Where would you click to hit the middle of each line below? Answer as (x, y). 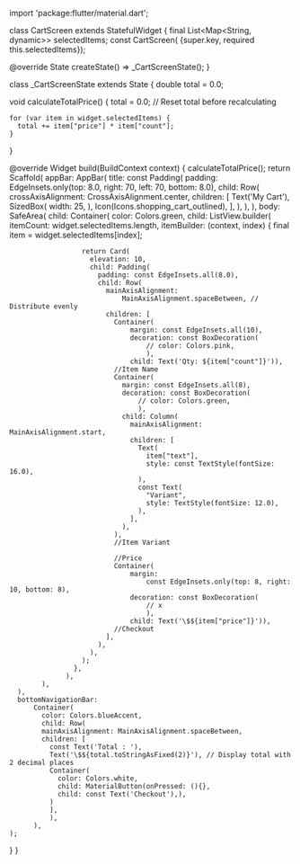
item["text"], (172, 456)
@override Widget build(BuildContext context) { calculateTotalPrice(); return (150, 168)
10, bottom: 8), (40, 590)
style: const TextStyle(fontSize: (211, 464)
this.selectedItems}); (48, 49)
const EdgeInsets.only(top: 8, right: (219, 582)
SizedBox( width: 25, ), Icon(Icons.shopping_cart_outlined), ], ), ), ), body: (145, 206)
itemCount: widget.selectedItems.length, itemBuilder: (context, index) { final (150, 225)
